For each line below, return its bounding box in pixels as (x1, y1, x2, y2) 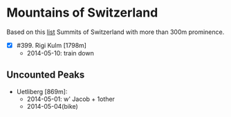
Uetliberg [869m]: (16, 87, 68, 96)
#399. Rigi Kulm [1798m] (16, 41, 87, 49)
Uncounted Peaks (6, 69, 85, 81)
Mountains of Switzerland (6, 5, 158, 21)
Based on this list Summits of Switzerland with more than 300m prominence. (6, 28, 225, 36)
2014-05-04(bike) (26, 102, 79, 110)
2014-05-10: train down (26, 49, 94, 57)
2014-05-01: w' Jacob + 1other (26, 95, 115, 103)
